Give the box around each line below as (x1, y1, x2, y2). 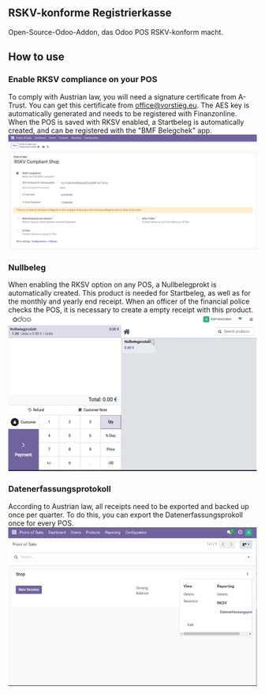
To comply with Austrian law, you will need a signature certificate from (8, 92, 237, 101)
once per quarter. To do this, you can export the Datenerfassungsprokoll (8, 510, 243, 519)
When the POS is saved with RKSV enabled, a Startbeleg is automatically (8, 117, 244, 126)
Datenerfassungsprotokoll (8, 484, 112, 495)
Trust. (8, 100, 28, 110)
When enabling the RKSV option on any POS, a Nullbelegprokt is (8, 280, 217, 289)
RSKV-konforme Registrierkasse (8, 6, 172, 20)
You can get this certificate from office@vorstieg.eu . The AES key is (28, 100, 250, 110)
